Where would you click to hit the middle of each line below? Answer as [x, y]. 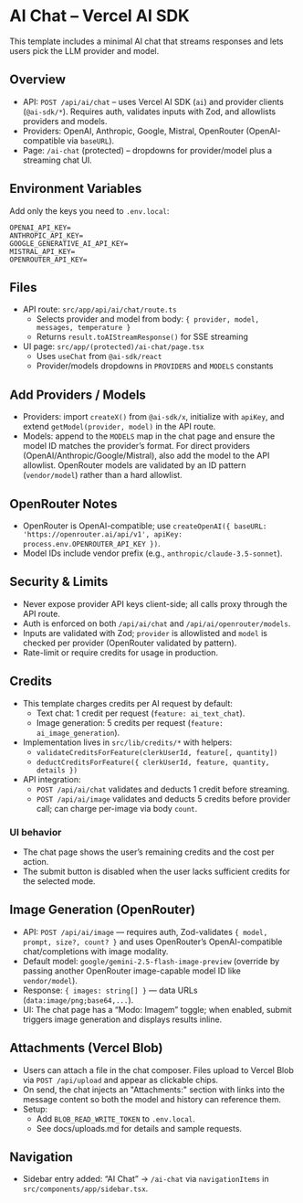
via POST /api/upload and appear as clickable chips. [120, 1080]
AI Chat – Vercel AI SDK [99, 16]
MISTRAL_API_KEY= [42, 251]
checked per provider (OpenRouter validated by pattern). [130, 643]
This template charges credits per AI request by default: [127, 703]
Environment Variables [76, 189]
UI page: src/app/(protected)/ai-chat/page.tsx [113, 346]
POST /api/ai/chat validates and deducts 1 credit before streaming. [163, 789]
